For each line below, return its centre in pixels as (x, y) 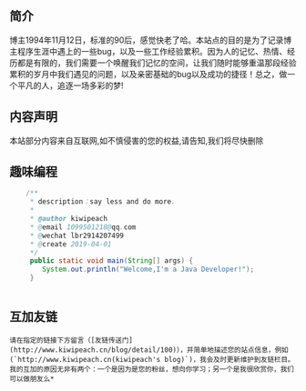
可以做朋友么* (32, 379)
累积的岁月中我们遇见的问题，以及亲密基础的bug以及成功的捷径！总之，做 (148, 74)
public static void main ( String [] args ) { (112, 261)
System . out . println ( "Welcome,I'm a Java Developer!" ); (148, 270)
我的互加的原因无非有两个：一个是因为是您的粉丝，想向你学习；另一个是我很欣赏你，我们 (152, 369)
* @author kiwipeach (68, 219)
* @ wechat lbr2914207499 (77, 236)
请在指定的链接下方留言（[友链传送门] (71, 340)
